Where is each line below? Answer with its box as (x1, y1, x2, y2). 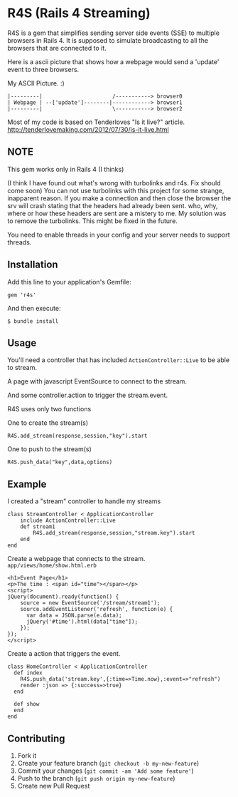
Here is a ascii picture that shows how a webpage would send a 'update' (7, 57, 220, 66)
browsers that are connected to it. (7, 43, 107, 52)
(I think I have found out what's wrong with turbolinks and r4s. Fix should (7, 178, 221, 187)
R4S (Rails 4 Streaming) (7, 5, 151, 21)
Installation (7, 259, 58, 271)
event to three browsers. (7, 65, 80, 73)
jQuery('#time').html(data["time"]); (26, 618, 139, 625)
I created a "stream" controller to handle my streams (7, 497, 161, 505)
